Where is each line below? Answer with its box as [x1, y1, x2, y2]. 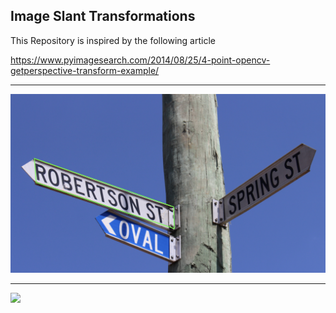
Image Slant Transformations [10, 8, 196, 25]
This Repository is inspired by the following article [10, 34, 216, 46]
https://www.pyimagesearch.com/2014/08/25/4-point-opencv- [10, 54, 271, 66]
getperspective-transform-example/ [10, 64, 160, 76]
